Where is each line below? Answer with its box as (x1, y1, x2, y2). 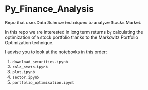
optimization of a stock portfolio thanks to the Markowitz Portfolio (5, 34, 138, 40)
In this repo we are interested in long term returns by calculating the (5, 29, 143, 35)
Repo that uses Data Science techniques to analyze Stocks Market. (5, 20, 142, 25)
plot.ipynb (12, 69, 35, 74)
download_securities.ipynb (12, 59, 68, 64)
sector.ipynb (12, 75, 39, 80)
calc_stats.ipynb (12, 65, 48, 69)
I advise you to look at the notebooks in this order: (5, 49, 107, 55)
